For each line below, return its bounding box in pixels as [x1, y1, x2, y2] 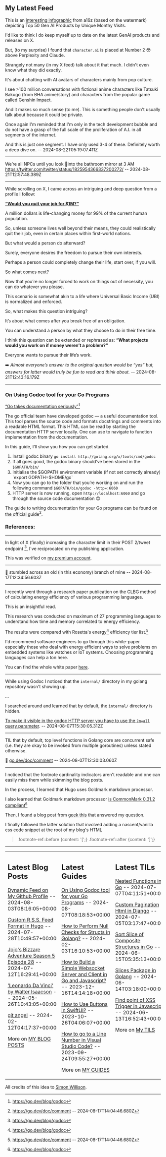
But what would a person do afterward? [5, 240, 85, 246]
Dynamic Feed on [7, 887, 48, 894]
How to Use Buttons [61, 1001, 108, 1008]
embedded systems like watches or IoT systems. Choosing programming [5, 649, 154, 655]
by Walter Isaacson [7, 988, 52, 995]
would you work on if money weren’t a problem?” [5, 342, 108, 348]
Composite [115, 937, 141, 944]
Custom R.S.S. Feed [7, 916, 53, 923]
